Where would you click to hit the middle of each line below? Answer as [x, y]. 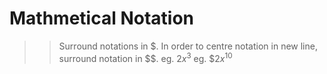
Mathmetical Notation [101, 18]
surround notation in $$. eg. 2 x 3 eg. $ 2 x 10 [145, 57]
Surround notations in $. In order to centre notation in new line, [188, 46]
